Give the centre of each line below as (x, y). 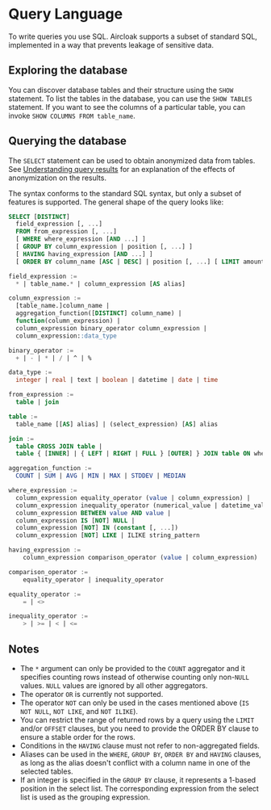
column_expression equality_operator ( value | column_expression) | (133, 497)
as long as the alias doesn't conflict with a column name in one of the (135, 763)
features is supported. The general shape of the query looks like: (116, 202)
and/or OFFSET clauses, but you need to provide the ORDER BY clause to (140, 728)
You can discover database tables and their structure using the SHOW (121, 90)
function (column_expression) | (68, 321)
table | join (38, 402)
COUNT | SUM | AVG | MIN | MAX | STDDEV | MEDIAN (100, 476)
